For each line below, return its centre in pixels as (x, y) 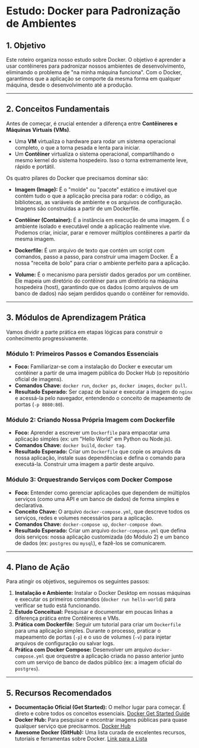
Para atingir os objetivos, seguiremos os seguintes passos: (78, 581)
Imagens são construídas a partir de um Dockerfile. (77, 208)
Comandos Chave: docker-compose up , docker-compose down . (89, 524)
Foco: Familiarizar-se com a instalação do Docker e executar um (94, 366)
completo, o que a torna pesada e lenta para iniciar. (77, 147)
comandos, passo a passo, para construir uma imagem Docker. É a (96, 256)
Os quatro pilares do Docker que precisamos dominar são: (77, 178)
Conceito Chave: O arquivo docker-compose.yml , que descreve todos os (102, 511)
